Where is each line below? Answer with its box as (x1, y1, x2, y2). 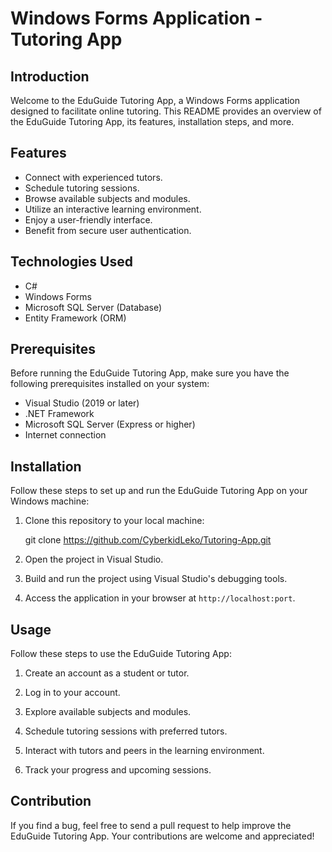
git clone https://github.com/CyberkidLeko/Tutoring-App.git (24, 534, 272, 546)
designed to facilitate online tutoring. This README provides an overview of (10, 105, 322, 117)
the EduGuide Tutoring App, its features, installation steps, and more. (10, 116, 295, 127)
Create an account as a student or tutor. (24, 667, 190, 679)
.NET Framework (24, 408, 95, 420)
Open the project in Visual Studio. (24, 553, 164, 566)
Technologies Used (10, 253, 133, 271)
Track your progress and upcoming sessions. (24, 764, 212, 776)
